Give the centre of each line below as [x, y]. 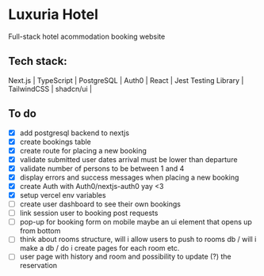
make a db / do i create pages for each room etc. [99, 248]
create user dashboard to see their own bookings [100, 204]
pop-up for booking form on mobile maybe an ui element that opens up [136, 222]
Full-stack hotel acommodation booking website [87, 36]
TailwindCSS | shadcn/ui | [50, 89]
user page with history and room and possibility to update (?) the [125, 257]
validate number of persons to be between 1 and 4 [102, 168]
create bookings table [55, 142]
